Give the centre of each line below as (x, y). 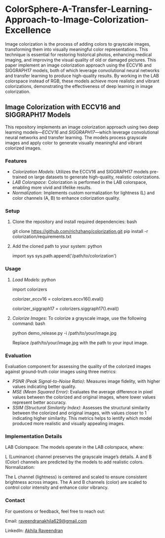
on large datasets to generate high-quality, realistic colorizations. (94, 177)
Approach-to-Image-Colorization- (77, 20)
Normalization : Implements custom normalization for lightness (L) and (83, 193)
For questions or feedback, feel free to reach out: (55, 511)
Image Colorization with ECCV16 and (63, 107)
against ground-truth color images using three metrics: (61, 372)
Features (16, 161)
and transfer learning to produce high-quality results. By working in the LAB (82, 76)
